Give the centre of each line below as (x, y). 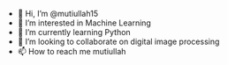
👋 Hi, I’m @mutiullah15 (58, 14)
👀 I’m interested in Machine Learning (84, 23)
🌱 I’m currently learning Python (74, 32)
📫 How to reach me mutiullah (72, 51)
